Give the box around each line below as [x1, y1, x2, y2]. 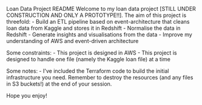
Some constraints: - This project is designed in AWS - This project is [6, 49, 177, 56]
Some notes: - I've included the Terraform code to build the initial [6, 67, 169, 75]
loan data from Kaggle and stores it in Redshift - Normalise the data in [6, 24, 181, 32]
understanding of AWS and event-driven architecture [6, 38, 139, 44]
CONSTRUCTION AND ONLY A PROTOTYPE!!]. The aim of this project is [6, 12, 187, 19]
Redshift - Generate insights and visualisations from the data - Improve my [6, 31, 192, 38]
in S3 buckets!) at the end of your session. [6, 80, 112, 87]
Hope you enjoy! [6, 92, 47, 99]
